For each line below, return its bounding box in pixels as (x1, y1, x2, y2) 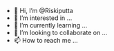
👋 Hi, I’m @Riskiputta (13, 7, 74, 14)
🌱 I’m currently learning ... (13, 21, 88, 29)
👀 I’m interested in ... (13, 14, 73, 22)
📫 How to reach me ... (13, 37, 78, 44)
